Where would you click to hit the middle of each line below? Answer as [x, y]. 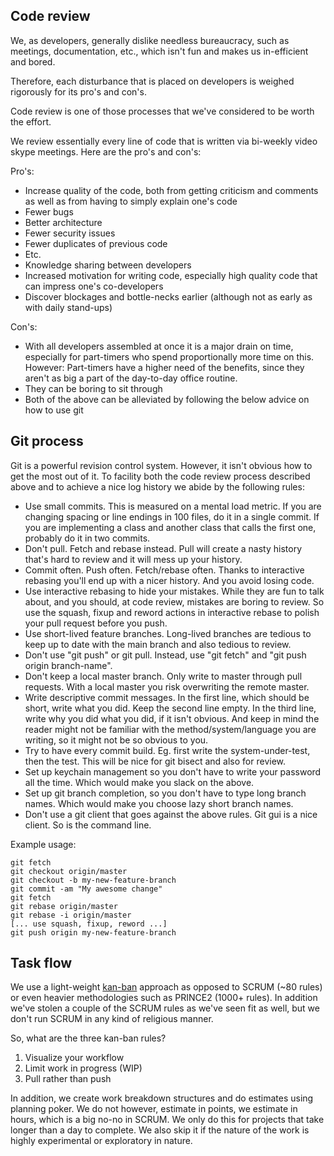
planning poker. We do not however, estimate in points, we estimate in [154, 1109]
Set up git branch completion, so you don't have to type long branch [165, 793]
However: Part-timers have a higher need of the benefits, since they [164, 367]
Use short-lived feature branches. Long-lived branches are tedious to [168, 633]
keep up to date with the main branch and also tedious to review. [158, 644]
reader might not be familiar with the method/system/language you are [170, 729]
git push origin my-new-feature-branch [93, 932]
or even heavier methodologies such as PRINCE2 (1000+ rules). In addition [164, 998]
